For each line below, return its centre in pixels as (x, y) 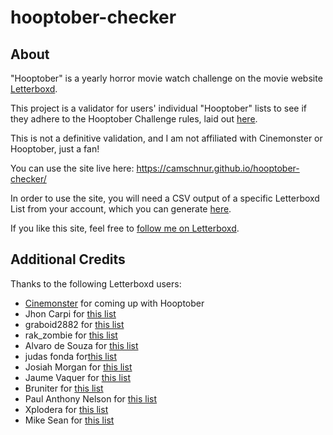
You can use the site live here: (72, 168)
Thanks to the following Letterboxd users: (96, 283)
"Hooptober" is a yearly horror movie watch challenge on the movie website (166, 78)
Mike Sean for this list (69, 420)
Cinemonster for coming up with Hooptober (114, 303)
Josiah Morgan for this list (78, 367)
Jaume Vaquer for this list (78, 377)
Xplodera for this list (66, 409)
